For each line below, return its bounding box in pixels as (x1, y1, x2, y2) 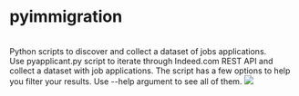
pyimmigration (9, 6, 123, 27)
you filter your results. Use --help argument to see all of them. (9, 75, 242, 87)
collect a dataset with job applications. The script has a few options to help (9, 65, 291, 76)
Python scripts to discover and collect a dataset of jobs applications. (9, 45, 267, 56)
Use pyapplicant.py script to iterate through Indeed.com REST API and (9, 55, 273, 66)
